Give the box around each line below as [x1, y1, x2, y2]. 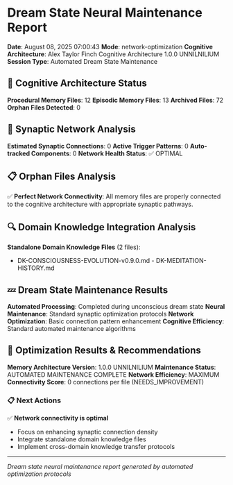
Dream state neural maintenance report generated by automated [7, 463, 193, 471]
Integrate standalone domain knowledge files [17, 435, 147, 443]
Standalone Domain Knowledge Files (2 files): [7, 243, 141, 251]
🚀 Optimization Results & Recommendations [7, 345, 201, 357]
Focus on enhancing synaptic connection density [17, 428, 158, 436]
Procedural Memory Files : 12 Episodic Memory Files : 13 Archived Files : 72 [7, 96, 224, 104]
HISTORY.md [17, 264, 55, 272]
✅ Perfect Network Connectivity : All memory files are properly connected [7, 192, 221, 201]
